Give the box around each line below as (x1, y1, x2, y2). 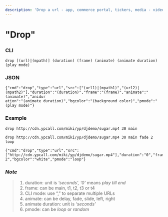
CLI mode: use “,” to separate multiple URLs (24, 190, 115, 196)
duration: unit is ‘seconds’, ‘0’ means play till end (24, 180, 126, 185)
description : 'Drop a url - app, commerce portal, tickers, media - (5, 7, 151, 13)
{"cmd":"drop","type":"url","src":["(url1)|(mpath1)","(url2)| (5, 86, 140, 91)
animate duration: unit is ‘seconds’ (24, 201, 96, 207)
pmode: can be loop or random (24, 206, 89, 212)
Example (5, 115, 27, 122)
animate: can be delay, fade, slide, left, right (24, 196, 115, 201)
